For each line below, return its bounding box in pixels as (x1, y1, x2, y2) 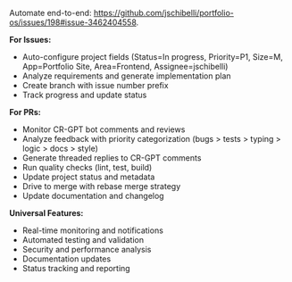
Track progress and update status (21, 89, 147, 100)
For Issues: (9, 35, 52, 45)
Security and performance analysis (21, 245, 152, 254)
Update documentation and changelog (21, 191, 164, 201)
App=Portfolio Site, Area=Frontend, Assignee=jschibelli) (21, 62, 229, 71)
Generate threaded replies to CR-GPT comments (21, 153, 202, 163)
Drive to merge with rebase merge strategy (21, 181, 181, 191)
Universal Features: (9, 208, 84, 218)
